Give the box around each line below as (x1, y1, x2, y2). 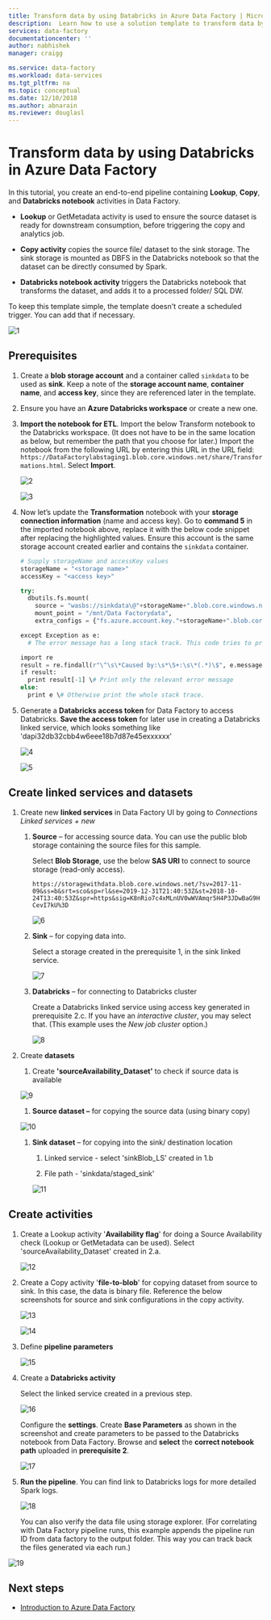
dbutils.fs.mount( (27, 594, 90, 602)
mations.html (19, 462, 65, 470)
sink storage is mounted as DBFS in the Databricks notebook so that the (19, 253, 260, 263)
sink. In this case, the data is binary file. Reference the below (19, 1286, 223, 1296)
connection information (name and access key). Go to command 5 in (19, 516, 252, 525)
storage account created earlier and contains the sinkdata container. (19, 542, 248, 551)
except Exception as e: (19, 631, 101, 639)
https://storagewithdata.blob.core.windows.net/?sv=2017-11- (31, 880, 242, 888)
